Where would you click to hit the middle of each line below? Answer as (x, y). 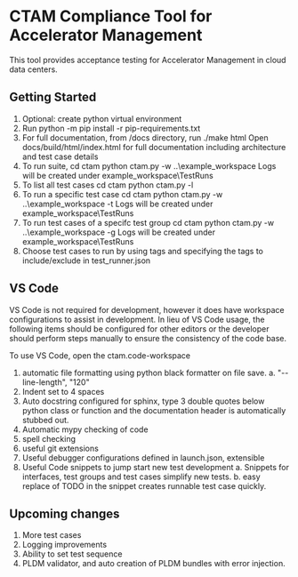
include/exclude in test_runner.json (86, 260)
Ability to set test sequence (72, 554)
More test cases (52, 535)
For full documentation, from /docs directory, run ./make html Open (145, 137)
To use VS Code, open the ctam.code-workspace (100, 355)
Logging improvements (64, 545)
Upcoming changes (64, 513)
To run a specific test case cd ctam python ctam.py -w (122, 194)
